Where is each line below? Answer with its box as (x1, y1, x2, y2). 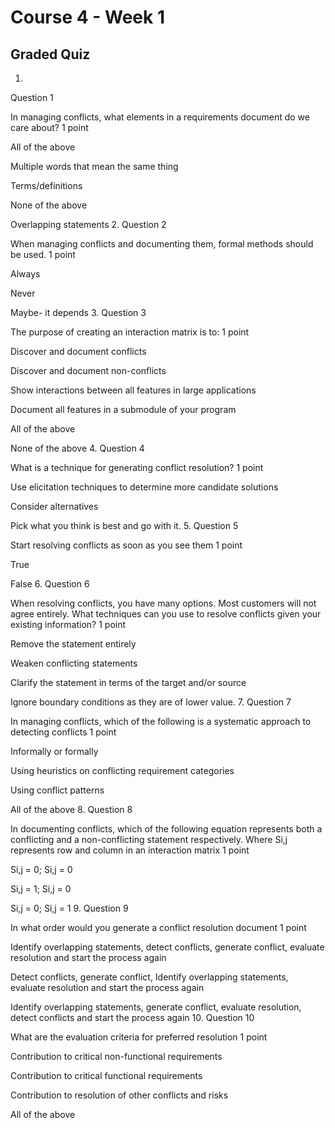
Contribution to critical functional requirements (10, 1070, 203, 1081)
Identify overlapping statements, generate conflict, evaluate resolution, (10, 1001, 302, 1013)
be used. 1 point (10, 249, 76, 260)
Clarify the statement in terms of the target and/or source (10, 677, 247, 688)
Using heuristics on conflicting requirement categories (10, 765, 235, 776)
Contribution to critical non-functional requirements (10, 1051, 223, 1062)
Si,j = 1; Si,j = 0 (10, 883, 72, 895)
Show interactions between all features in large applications (10, 384, 257, 396)
